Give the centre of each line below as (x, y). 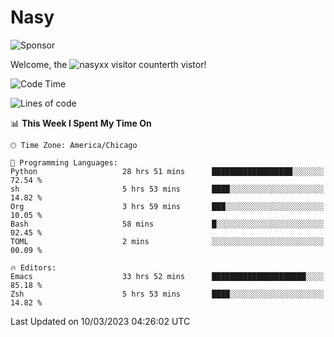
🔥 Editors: (33, 267)
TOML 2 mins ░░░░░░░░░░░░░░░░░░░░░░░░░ (167, 241)
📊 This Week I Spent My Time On (81, 123)
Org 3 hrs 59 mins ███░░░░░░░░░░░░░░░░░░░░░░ (167, 206)
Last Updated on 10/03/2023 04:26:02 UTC (100, 321)
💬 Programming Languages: (64, 162)
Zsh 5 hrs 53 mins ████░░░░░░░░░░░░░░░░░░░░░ (167, 294)
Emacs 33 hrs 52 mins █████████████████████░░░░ (167, 276)
